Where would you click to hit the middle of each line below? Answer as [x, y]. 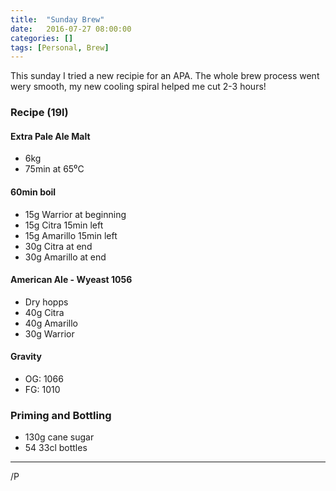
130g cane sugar [59, 437]
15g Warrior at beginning [75, 214]
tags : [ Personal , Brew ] [60, 47]
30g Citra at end [58, 246]
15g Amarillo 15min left [71, 235]
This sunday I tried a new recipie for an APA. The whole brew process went [165, 76]
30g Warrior [49, 333]
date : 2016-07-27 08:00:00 [71, 29]
